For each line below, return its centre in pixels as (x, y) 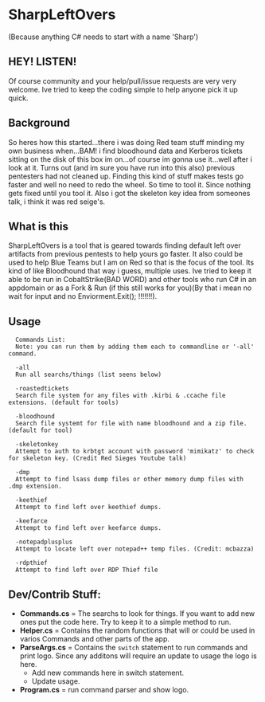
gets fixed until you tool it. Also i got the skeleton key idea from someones (129, 193)
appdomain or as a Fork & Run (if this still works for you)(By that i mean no (130, 288)
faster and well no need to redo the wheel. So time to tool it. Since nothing (130, 184)
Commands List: (41, 340)
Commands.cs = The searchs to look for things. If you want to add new (137, 614)
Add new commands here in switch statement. (108, 673)
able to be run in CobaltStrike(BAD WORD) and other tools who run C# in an (132, 280)
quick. (18, 98)
